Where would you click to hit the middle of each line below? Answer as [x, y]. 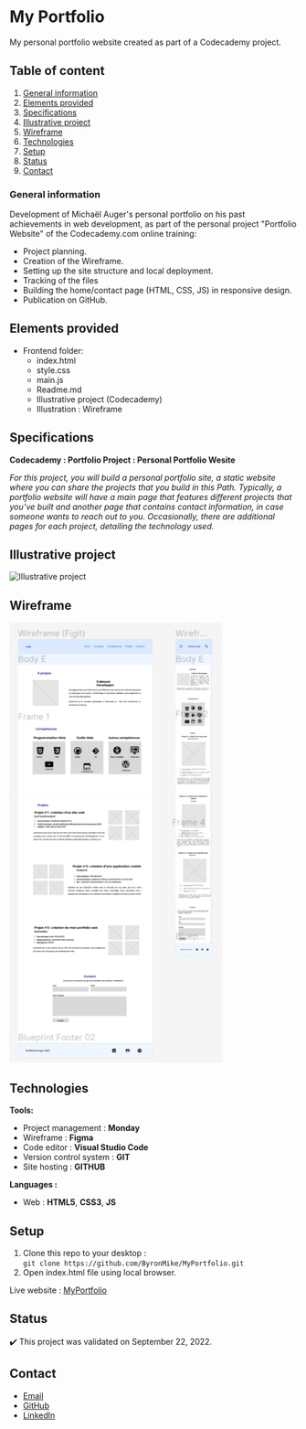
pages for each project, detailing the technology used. [112, 526]
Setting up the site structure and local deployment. [118, 271]
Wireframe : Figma [58, 1138]
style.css [53, 370]
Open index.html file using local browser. [99, 1272]
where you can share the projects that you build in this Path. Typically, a [146, 487]
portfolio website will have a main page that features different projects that [151, 496]
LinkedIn [39, 1415]
